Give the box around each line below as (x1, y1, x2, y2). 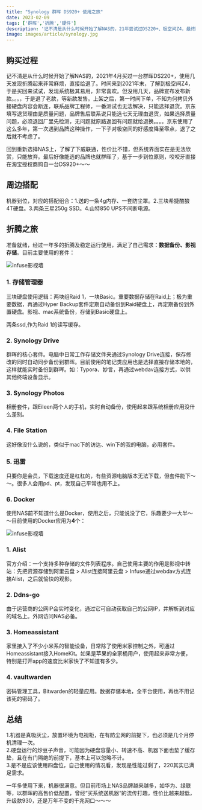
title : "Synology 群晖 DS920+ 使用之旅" (6, 8, 103, 15)
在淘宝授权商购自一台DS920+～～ (6, 161, 90, 168)
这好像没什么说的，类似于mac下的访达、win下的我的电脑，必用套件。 (6, 441, 179, 448)
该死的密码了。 (6, 695, 43, 702)
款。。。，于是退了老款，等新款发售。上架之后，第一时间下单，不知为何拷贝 (6, 95, 188, 102)
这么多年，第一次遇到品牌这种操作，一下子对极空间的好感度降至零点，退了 (6, 125, 191, 132)
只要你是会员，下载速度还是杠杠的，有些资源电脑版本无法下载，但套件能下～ (6, 472, 196, 480)
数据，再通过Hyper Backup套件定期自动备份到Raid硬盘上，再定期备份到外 (11, 300, 195, 308)
